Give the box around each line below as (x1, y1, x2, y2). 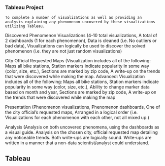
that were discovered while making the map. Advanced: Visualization (5, 74, 145, 80)
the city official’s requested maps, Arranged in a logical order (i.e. (5, 109, 138, 115)
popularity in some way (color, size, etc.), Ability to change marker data (5, 84, 150, 90)
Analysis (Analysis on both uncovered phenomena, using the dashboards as (5, 124, 160, 130)
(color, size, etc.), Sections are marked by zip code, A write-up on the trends (5, 68, 161, 74)
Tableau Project (5, 4, 44, 11)
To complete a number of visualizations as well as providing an (5, 15, 142, 20)
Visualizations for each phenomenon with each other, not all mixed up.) (5, 115, 149, 121)
